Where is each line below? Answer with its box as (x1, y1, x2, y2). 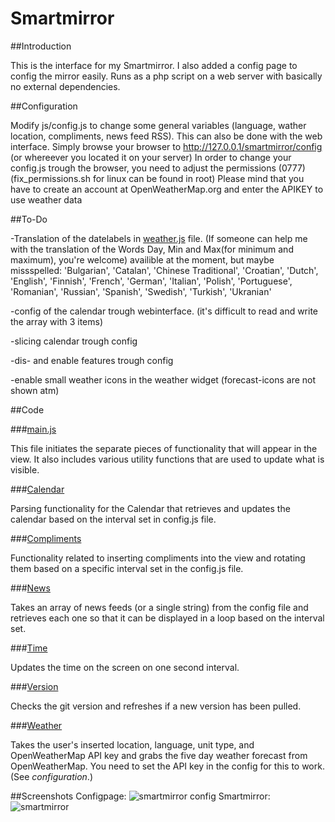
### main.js (10, 423, 57, 435)
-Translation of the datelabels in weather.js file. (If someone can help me (10, 232, 308, 244)
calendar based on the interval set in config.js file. (10, 513, 217, 525)
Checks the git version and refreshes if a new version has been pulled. (10, 700, 302, 712)
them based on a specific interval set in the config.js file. (10, 562, 244, 574)
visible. (10, 463, 40, 476)
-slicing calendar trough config (10, 335, 138, 347)
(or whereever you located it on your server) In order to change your (10, 151, 292, 163)
